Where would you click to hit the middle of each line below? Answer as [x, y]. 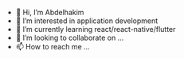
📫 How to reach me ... [53, 47]
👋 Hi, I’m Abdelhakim [50, 12]
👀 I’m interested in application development [87, 21]
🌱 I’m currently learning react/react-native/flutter [96, 29]
